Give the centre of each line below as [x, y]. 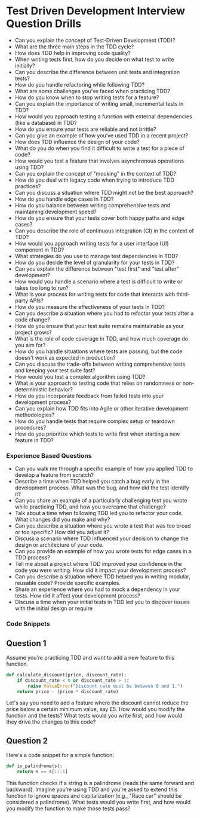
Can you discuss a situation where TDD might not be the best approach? [104, 192]
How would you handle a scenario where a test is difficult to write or [99, 281]
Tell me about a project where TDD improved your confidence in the [98, 564]
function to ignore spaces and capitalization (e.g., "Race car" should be [94, 796]
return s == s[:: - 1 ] [42, 772]
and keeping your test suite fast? [55, 370]
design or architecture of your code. [59, 545]
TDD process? [33, 557]
